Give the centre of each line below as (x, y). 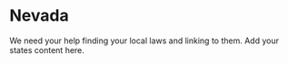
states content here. (47, 49)
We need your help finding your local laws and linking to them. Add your (144, 40)
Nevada (40, 16)
